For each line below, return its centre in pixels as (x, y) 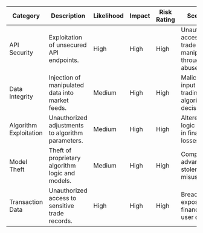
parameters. (66, 140)
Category (26, 16)
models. (60, 181)
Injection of (65, 77)
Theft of (60, 150)
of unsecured (68, 45)
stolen (190, 169)
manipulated (66, 85)
